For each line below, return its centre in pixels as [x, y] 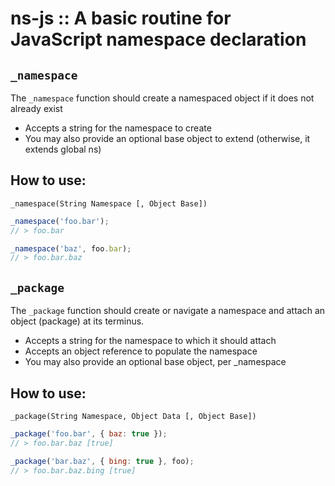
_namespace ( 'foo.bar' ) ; [60, 221]
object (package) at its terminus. [77, 321]
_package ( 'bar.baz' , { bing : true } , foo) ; [102, 461]
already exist [36, 108]
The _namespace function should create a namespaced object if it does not [162, 98]
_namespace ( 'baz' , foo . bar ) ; [71, 248]
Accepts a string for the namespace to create [118, 128]
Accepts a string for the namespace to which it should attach [150, 341]
